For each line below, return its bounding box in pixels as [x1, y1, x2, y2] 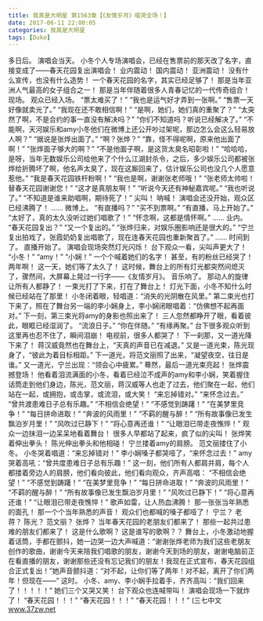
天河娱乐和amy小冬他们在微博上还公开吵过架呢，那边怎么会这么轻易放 [28, 125, 255, 134]
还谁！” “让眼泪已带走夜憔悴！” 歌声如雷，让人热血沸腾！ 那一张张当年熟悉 [8, 498, 250, 507]
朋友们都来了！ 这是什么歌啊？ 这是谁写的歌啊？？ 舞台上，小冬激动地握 [21, 527, 254, 536]
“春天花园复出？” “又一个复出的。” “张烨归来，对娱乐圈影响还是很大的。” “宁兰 [8, 223, 254, 232]
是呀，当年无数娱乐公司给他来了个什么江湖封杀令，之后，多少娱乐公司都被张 [8, 154, 255, 163]
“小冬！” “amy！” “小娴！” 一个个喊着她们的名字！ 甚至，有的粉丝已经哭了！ [8, 252, 254, 261]
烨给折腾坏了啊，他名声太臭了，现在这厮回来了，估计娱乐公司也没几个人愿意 [8, 164, 255, 174]
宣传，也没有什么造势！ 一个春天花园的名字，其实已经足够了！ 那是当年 [14, 75, 245, 85]
